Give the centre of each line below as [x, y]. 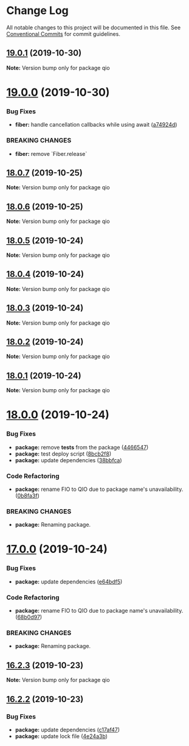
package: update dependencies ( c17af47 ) [67, 730]
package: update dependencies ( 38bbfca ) [69, 460]
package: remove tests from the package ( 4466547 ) [82, 447]
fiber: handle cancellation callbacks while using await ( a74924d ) [96, 125]
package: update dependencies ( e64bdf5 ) [69, 582]
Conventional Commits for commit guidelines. [63, 33]
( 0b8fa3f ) [27, 496]
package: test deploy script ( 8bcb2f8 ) [63, 454]
